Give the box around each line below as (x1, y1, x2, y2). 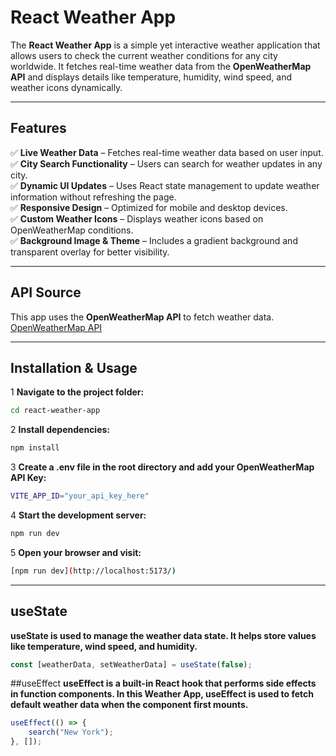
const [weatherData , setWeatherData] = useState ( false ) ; (10, 659, 253, 670)
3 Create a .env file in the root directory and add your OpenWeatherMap (10, 461, 315, 473)
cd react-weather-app (10, 406, 101, 416)
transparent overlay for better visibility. (10, 246, 170, 258)
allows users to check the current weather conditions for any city (10, 49, 278, 61)
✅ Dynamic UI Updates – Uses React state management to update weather (10, 179, 320, 191)
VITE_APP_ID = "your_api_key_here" (10, 491, 150, 501)
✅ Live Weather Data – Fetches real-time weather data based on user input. (10, 146, 324, 158)
